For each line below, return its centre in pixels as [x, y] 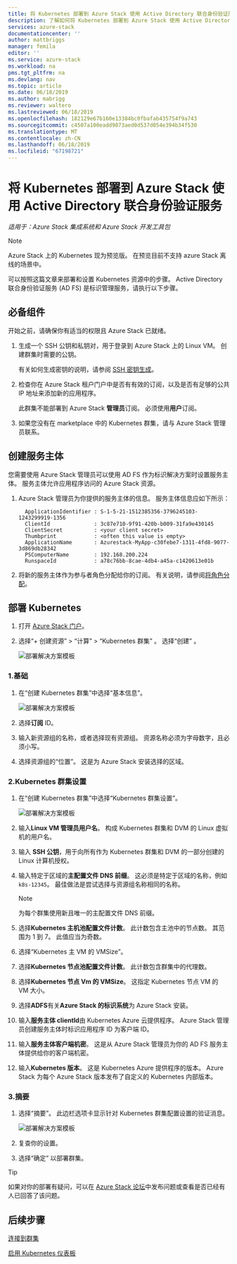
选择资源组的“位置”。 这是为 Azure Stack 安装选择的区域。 [103, 761]
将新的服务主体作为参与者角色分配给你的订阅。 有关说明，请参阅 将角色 [121, 575]
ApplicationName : [61, 542]
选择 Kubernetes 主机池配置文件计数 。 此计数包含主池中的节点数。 [114, 927]
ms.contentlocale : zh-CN [44, 138]
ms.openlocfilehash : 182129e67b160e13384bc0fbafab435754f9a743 [103, 118]
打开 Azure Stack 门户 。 [53, 626]
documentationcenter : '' [44, 33]
